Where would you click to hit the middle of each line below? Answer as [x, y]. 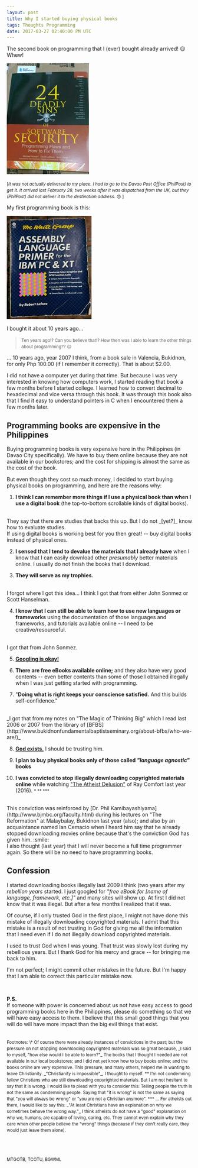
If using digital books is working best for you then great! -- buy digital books [99, 534]
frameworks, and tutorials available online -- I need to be [84, 623]
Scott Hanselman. [28, 600]
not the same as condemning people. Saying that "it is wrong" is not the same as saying [95, 1092]
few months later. [28, 407]
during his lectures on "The [128, 815]
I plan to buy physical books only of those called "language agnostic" [103, 761]
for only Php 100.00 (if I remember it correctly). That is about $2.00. [89, 364]
